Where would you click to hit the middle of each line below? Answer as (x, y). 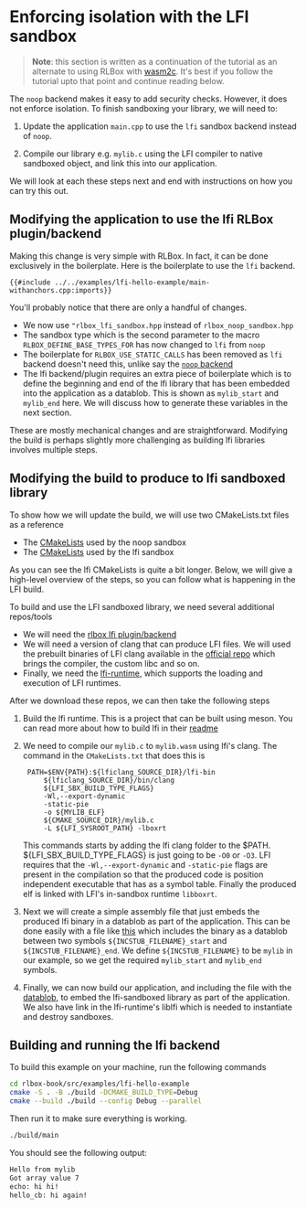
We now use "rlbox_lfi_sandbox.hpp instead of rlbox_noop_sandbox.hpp (158, 325)
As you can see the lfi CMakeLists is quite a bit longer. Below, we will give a (151, 570)
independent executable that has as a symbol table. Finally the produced (159, 883)
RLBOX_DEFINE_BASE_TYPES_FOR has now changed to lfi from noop (144, 344)
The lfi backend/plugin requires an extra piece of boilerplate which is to (157, 373)
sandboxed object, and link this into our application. (120, 163)
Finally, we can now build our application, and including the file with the (157, 987)
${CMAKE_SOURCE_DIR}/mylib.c (99, 820)
